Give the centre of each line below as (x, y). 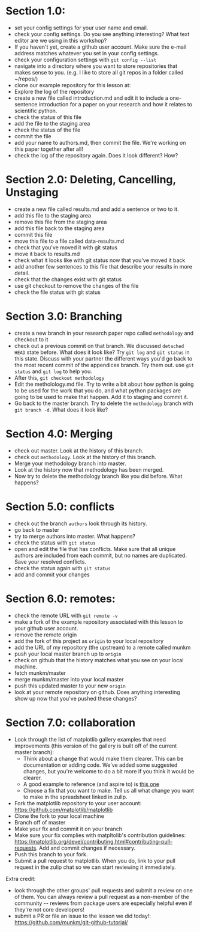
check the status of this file (48, 117)
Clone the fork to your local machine (59, 816)
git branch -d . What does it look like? (61, 409)
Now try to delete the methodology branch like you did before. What (98, 476)
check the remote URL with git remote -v (66, 615)
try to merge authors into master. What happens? (75, 536)
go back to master (37, 529)
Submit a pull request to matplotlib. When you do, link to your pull (95, 860)
